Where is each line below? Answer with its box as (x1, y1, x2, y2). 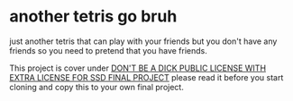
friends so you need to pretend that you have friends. (9, 45, 207, 55)
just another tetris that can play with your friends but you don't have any (9, 36, 278, 46)
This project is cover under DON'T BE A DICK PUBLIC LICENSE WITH (9, 63, 267, 73)
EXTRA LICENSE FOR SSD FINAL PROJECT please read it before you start (9, 72, 284, 82)
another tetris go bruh (9, 6, 178, 27)
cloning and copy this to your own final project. (9, 81, 185, 92)
